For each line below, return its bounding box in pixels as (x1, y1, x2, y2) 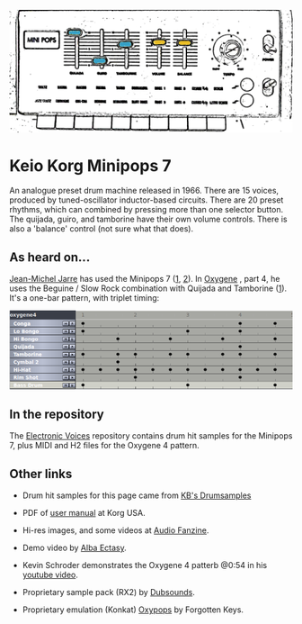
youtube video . (22, 569, 79, 581)
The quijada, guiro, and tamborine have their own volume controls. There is (9, 213, 288, 225)
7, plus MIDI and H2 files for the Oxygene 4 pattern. (9, 440, 200, 451)
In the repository (9, 406, 105, 421)
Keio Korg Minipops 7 (9, 155, 173, 176)
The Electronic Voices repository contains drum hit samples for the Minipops (9, 430, 293, 441)
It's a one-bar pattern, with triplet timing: (9, 293, 160, 303)
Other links (9, 466, 73, 482)
